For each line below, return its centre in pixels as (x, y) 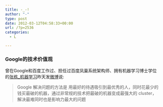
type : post (16, 19)
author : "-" (17, 14)
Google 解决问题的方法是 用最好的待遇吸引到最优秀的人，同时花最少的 (88, 87)
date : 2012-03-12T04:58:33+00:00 (39, 23)
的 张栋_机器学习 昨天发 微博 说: (35, 77)
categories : (17, 32)
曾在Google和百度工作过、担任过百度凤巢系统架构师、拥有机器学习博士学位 (81, 71)
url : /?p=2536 (20, 28)
